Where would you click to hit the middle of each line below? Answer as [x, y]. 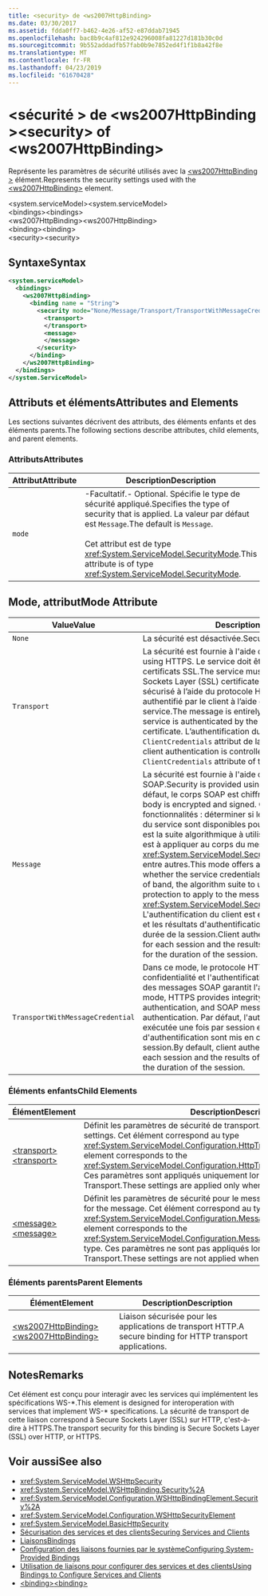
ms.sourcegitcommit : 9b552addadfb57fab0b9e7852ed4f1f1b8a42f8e [116, 46]
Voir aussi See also [55, 1462]
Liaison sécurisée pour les [168, 1317]
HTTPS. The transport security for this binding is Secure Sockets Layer [144, 1428]
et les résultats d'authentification [204, 924]
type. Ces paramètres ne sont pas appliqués [166, 1248]
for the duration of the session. [200, 954]
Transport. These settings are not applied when [171, 1258]
